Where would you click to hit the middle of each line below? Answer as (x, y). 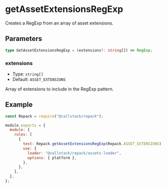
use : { (30, 148)
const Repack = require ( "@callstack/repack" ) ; (54, 116)
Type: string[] (28, 74)
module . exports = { (25, 125)
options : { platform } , (52, 158)
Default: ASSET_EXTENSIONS (39, 79)
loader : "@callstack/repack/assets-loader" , (74, 153)
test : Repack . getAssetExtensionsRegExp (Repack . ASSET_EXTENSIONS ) (92, 144)
